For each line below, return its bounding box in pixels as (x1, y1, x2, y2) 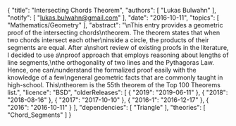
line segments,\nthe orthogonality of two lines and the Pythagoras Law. (7, 58, 215, 66)
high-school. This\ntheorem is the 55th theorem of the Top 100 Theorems (7, 81, 221, 89)
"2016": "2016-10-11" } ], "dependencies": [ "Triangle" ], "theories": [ (7, 103, 206, 111)
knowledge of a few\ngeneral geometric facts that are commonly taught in (7, 73, 223, 82)
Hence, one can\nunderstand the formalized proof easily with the (7, 66, 197, 74)
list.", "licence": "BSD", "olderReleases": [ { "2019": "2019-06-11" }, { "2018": (7, 88, 228, 96)
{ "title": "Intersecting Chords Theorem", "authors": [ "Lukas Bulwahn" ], (7, 6, 217, 14)
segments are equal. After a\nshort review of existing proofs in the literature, (7, 44, 229, 51)
